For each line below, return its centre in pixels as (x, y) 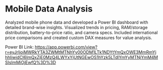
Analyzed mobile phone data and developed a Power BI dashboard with (77, 22)
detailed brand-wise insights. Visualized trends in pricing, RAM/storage (76, 27)
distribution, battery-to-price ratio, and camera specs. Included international (81, 32)
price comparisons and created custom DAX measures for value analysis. (79, 38)
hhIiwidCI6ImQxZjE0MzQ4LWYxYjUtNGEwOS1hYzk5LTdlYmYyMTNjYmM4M (81, 57)
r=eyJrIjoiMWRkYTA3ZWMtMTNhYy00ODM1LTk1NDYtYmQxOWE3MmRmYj (81, 52)
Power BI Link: (19, 47)
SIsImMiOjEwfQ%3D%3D (31, 62)
